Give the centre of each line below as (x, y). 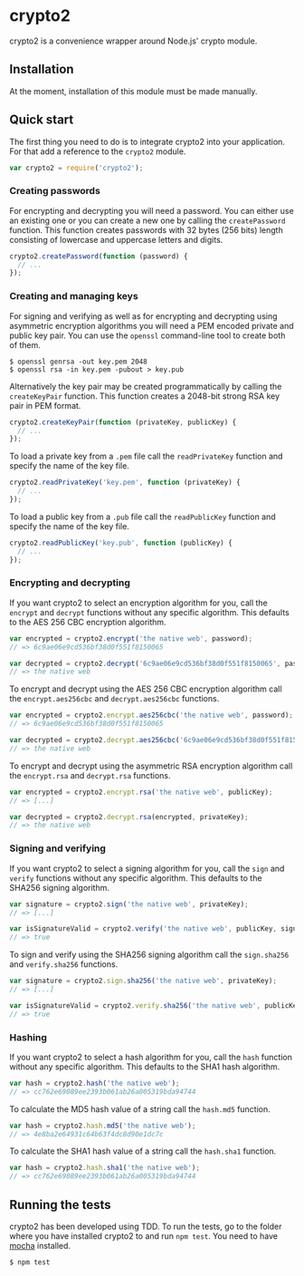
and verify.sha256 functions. (64, 964)
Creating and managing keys (74, 296)
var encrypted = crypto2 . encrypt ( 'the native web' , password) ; (131, 638)
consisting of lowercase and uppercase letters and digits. (116, 239)
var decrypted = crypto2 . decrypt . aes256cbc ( (95, 740)
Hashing (28, 1037)
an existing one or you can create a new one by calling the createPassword (148, 220)
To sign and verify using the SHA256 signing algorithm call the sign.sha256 (149, 955)
